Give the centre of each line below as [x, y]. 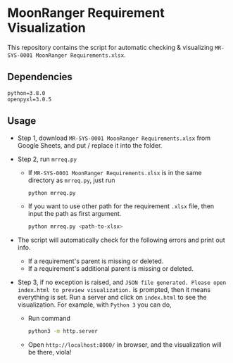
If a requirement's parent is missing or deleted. [96, 261]
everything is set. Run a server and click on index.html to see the [112, 298]
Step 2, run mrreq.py [47, 159]
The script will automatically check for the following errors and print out [121, 240]
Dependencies [40, 77]
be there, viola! [50, 352]
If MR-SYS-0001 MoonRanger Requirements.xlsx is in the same [115, 172]
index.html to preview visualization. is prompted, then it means [114, 290]
